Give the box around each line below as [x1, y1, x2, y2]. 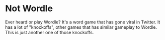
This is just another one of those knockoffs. [5, 29, 94, 35]
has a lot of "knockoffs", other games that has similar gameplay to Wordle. [5, 24, 158, 30]
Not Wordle [5, 3, 53, 14]
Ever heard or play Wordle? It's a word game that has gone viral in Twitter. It [5, 19, 161, 25]
